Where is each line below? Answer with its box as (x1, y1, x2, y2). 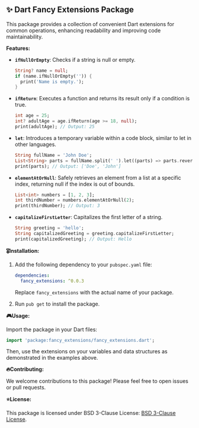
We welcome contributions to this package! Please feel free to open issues (6, 378, 188, 385)
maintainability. (6, 33, 43, 40)
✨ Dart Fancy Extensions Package (6, 5, 134, 15)
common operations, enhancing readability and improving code (6, 27, 161, 34)
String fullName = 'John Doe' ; (14, 152, 92, 158)
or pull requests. (6, 384, 46, 391)
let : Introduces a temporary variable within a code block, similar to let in (14, 134, 191, 141)
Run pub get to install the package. (14, 300, 100, 307)
